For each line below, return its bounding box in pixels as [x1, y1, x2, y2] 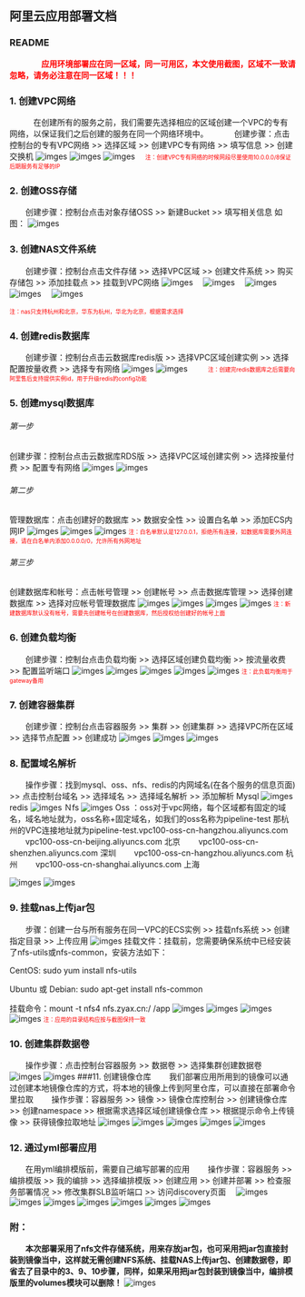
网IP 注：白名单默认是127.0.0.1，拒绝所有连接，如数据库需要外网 [9, 526, 287, 537]
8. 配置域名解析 [9, 757, 77, 769]
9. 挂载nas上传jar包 [9, 902, 95, 915]
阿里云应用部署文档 [9, 8, 117, 25]
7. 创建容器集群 [9, 698, 75, 711]
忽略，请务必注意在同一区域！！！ [9, 69, 137, 80]
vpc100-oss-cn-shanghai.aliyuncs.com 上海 [34, 859, 201, 870]
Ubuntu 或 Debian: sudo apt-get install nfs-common [9, 984, 203, 995]
